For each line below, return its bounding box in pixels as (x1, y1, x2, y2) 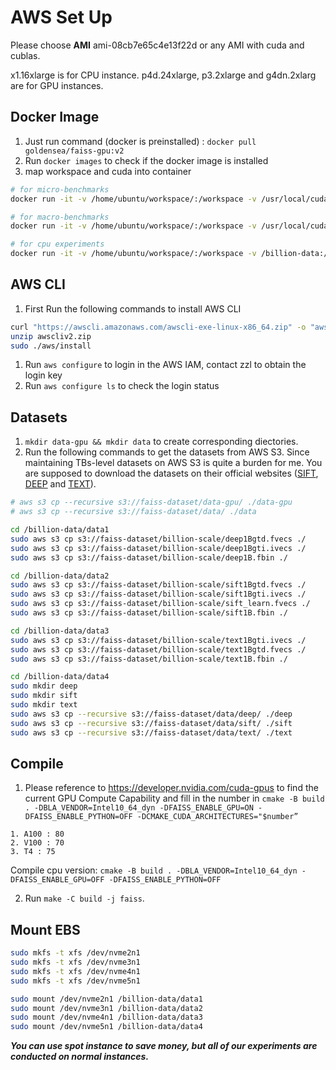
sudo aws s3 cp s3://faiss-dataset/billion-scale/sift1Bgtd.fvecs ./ (10, 580, 307, 590)
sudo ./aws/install (10, 341, 92, 351)
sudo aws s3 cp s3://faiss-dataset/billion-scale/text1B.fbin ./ (10, 654, 288, 664)
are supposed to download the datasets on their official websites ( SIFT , (24, 467, 319, 480)
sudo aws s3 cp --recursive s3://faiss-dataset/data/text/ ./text (10, 727, 293, 738)
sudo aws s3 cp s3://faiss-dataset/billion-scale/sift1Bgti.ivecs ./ (10, 589, 307, 600)
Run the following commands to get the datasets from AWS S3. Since (24, 446, 310, 458)
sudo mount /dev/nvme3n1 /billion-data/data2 (10, 1003, 203, 1013)
